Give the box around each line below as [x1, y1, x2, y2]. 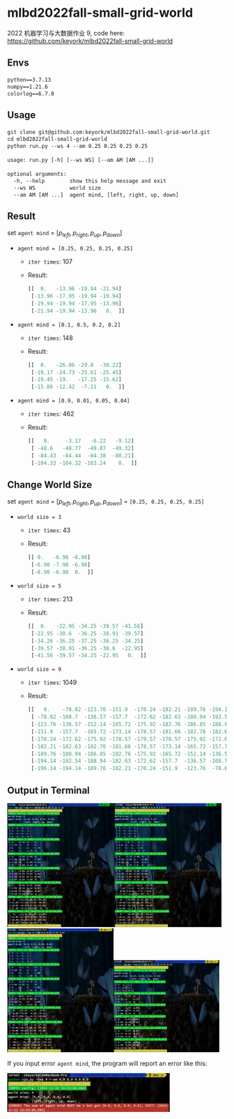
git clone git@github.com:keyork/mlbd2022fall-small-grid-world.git [7, 128, 210, 135]
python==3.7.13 [7, 76, 52, 83]
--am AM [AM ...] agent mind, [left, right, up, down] [13, 191, 179, 198]
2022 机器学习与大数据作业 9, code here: [7, 29, 125, 37]
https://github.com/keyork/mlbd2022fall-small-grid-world [7, 36, 173, 45]
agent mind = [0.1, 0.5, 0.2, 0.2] [17, 321, 121, 329]
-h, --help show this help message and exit [13, 177, 167, 184]
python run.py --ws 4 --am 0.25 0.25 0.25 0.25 [7, 142, 148, 149]
